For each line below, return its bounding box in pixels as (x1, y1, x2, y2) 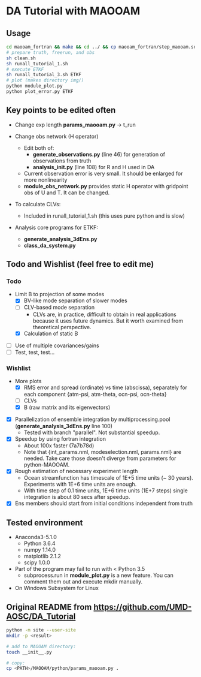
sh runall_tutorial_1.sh (6, 61, 68, 67)
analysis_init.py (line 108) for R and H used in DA (32, 163, 155, 170)
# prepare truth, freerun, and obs (6, 49, 95, 55)
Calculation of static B (23, 330, 78, 337)
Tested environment (6, 517, 83, 528)
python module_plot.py (6, 83, 63, 89)
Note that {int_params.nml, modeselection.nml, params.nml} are (23, 449, 182, 456)
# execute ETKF (6, 66, 44, 73)
